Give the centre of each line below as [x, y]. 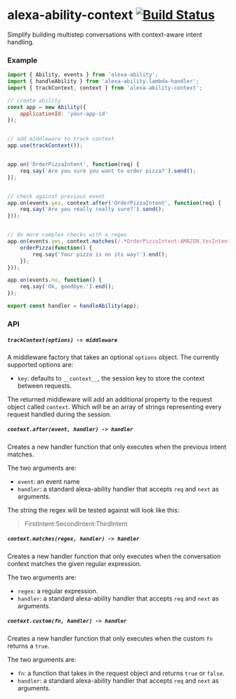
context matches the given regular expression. [74, 563]
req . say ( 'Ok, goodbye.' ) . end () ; [67, 287]
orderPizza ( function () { [56, 248]
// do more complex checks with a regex [67, 235]
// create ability [34, 101]
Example [22, 60]
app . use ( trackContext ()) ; [45, 146]
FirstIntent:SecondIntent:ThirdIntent [76, 523]
